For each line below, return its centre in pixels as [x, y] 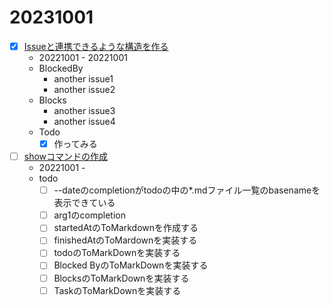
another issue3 [84, 110]
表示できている [84, 203]
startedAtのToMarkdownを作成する [126, 228]
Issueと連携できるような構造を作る [96, 46]
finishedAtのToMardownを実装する [125, 240]
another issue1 [83, 79]
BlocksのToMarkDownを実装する [121, 278]
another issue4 [84, 121]
